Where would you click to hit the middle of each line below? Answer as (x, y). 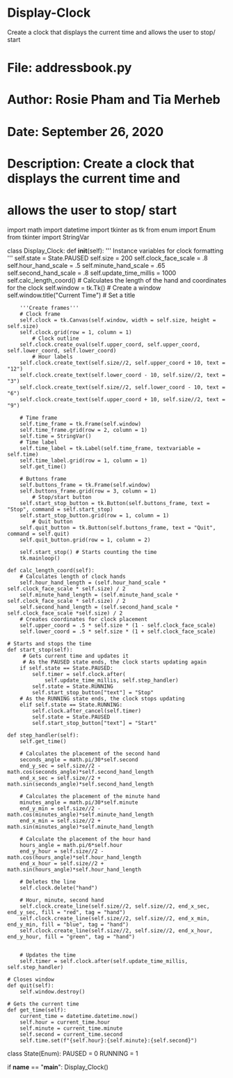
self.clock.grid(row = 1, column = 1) (76, 332)
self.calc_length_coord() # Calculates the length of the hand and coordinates (117, 280)
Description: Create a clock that (101, 164)
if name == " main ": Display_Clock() (58, 1067)
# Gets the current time (43, 1004)
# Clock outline (56, 338)
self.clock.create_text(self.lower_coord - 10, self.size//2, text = (123, 375)
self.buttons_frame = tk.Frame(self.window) (85, 485)
